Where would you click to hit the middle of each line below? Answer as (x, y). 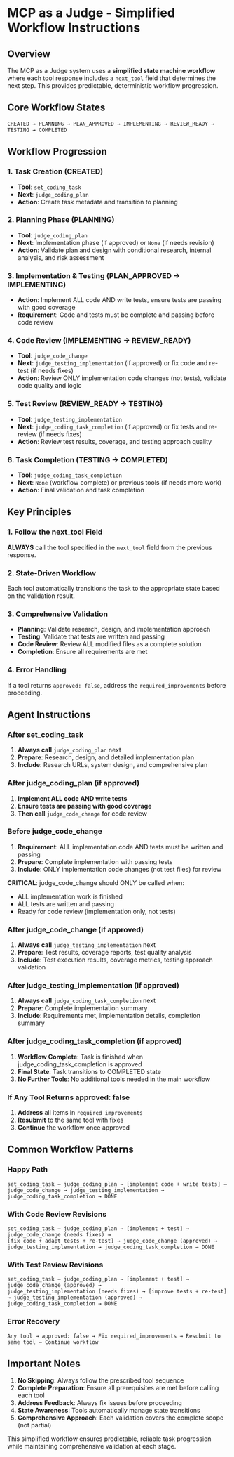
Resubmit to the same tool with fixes (70, 1120)
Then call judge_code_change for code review (82, 814)
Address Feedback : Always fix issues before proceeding (99, 1403)
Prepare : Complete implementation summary (82, 1008)
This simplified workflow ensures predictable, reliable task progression (109, 1439)
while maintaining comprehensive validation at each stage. (92, 1446)
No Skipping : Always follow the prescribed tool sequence (101, 1380)
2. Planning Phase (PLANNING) (61, 220)
